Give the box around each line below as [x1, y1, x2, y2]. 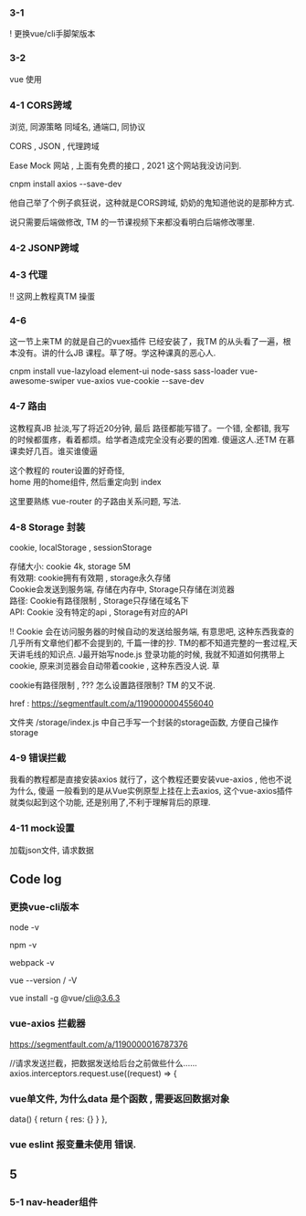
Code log [9, 871, 62, 887]
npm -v [9, 939, 37, 951]
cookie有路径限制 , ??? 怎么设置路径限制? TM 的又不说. [9, 680, 216, 691]
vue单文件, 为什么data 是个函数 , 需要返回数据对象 [9, 1092, 230, 1105]
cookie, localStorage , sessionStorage [9, 542, 153, 553]
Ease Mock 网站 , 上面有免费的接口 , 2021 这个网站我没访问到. [9, 160, 242, 171]
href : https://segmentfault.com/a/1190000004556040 [9, 698, 215, 709]
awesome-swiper [9, 375, 76, 386]
